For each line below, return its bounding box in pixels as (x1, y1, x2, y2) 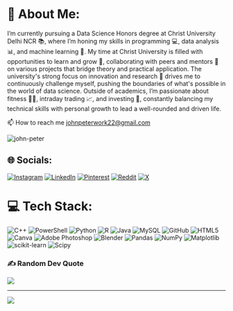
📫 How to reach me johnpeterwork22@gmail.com (7, 118, 151, 127)
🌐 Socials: (7, 154, 53, 166)
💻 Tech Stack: (7, 198, 93, 214)
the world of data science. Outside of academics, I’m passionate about (7, 87, 209, 95)
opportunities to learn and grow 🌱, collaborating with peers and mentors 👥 (7, 57, 219, 65)
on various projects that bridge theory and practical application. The (7, 64, 202, 73)
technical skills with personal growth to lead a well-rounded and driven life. (7, 104, 222, 113)
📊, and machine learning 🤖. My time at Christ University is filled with (7, 47, 203, 55)
